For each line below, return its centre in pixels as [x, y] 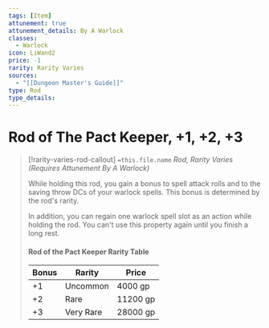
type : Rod [25, 90]
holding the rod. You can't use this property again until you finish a [138, 225]
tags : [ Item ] [30, 16]
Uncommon [88, 286]
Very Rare [84, 312]
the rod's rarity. [53, 200]
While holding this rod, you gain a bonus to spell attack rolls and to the [144, 184]
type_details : [32, 98]
